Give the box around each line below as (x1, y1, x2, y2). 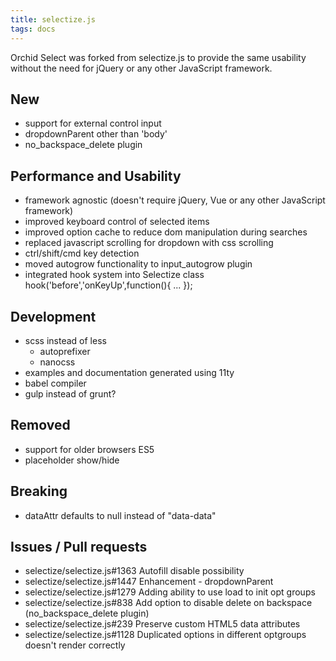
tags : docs (10, 24, 56, 34)
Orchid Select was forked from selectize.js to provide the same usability (10, 51, 307, 63)
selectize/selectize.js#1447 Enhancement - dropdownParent (24, 576, 274, 588)
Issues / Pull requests (10, 538, 148, 555)
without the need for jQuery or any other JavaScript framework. (10, 62, 273, 74)
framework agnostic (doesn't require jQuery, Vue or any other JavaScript (24, 194, 326, 206)
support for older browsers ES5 (24, 443, 155, 455)
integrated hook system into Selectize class (24, 269, 205, 281)
